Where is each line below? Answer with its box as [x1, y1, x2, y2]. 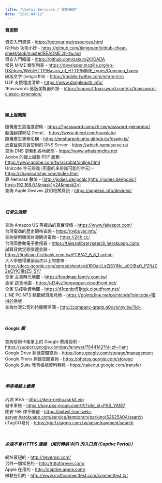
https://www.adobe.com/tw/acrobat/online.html [5, 159, 100, 165]
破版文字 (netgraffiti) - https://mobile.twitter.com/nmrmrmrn [5, 73, 124, 79]
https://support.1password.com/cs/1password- [63, 85, 157, 91]
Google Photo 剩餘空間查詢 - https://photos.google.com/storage [5, 356, 133, 361]
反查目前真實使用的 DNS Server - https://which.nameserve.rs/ [5, 141, 129, 148]
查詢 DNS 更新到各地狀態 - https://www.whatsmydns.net [5, 148, 118, 154]
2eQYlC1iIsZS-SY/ [5, 268, 41, 274]
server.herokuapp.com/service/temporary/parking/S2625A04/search [5, 414, 143, 420]
